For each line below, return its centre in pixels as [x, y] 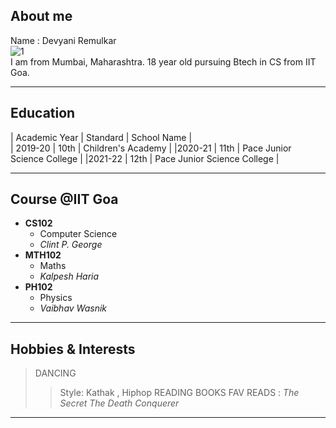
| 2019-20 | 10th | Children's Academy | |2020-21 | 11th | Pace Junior [151, 148]
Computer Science [78, 234]
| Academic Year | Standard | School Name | [101, 137]
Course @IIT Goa [64, 199]
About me [41, 16]
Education [43, 113]
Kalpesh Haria [69, 276]
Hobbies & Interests [73, 349]
